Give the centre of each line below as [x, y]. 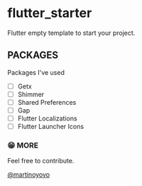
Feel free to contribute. [41, 161]
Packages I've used [36, 72]
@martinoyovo [29, 175]
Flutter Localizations [47, 118]
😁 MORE [23, 145]
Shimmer [31, 94]
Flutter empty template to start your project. [71, 33]
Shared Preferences [47, 102]
